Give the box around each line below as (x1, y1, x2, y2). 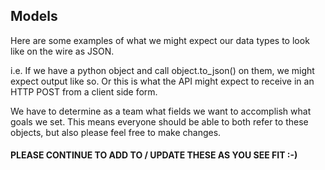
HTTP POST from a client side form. (10, 85, 158, 98)
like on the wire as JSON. (10, 45, 115, 57)
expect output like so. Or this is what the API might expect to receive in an (10, 75, 315, 87)
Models (10, 8, 58, 25)
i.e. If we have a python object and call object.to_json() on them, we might (10, 64, 315, 76)
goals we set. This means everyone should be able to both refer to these (10, 115, 309, 128)
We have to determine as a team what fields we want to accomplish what (10, 105, 312, 117)
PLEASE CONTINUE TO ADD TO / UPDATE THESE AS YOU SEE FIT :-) (10, 149, 298, 161)
